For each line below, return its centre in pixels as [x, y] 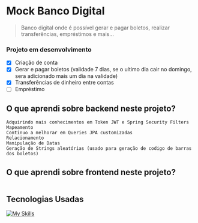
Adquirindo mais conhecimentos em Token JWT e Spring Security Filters [97, 122]
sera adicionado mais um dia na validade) [66, 76]
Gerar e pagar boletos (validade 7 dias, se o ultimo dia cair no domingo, [103, 70]
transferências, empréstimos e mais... [67, 34]
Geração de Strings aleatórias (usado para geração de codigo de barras [99, 149]
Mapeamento [20, 128]
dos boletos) [22, 154]
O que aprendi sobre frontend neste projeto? [91, 172]
